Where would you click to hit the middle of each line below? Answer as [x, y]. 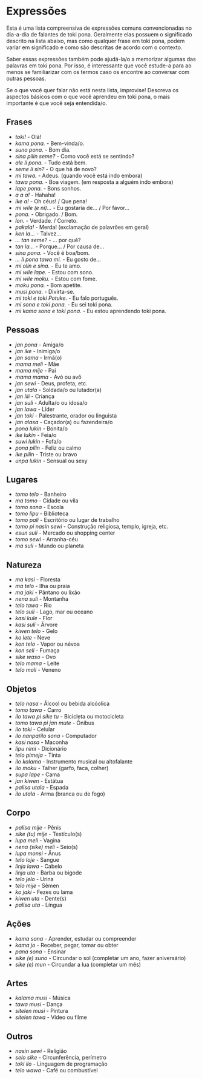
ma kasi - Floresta [37, 580]
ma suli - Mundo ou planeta [49, 546]
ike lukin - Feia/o [36, 435]
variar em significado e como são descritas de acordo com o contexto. [94, 47]
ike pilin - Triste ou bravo [46, 454]
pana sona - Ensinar [41, 952]
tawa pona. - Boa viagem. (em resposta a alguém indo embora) [94, 182]
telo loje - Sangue [37, 859]
